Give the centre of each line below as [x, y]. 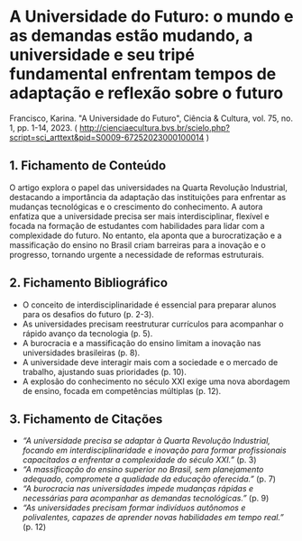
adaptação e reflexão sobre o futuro [146, 93]
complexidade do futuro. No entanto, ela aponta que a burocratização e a [146, 235]
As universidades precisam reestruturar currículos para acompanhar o [153, 324]
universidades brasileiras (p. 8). [81, 353]
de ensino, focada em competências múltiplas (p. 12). [122, 390]
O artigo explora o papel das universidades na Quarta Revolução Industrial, [149, 188]
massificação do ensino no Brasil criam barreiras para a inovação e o [137, 244]
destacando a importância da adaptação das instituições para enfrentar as [148, 197]
